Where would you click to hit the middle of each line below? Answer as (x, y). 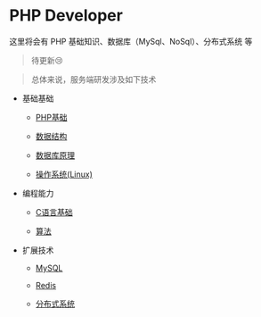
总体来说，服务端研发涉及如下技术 (94, 79)
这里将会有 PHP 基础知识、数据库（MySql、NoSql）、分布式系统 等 (131, 41)
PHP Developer (66, 16)
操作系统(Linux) (64, 174)
